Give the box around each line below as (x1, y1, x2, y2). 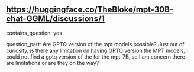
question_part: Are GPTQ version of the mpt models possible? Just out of (6, 40, 185, 47)
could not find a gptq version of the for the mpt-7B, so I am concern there (6, 53, 185, 60)
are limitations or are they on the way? (6, 59, 99, 66)
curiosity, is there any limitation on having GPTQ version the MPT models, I (6, 47, 188, 54)
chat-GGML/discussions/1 (6, 14, 105, 24)
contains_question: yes (6, 29, 62, 36)
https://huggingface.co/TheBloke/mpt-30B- (6, 5, 173, 15)
